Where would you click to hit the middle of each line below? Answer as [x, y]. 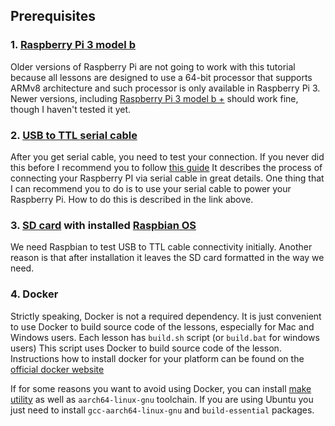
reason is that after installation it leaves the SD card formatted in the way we [167, 258]
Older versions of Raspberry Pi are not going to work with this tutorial [153, 66]
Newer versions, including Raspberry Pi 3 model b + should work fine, [154, 98]
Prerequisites [53, 16]
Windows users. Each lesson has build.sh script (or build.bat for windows [165, 337]
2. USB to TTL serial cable [74, 135]
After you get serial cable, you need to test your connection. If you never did [167, 156]
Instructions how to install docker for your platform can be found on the [157, 358]
